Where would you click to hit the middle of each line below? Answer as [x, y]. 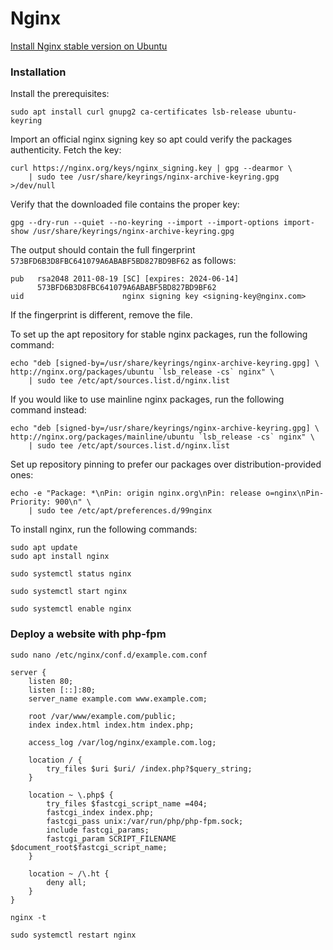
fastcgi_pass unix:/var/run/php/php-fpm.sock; [145, 821]
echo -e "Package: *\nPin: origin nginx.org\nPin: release [136, 493]
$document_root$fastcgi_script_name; [89, 847]
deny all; [66, 882]
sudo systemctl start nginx [69, 592]
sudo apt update [44, 548]
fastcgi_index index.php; [100, 812]
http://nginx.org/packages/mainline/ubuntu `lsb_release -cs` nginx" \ [162, 437]
